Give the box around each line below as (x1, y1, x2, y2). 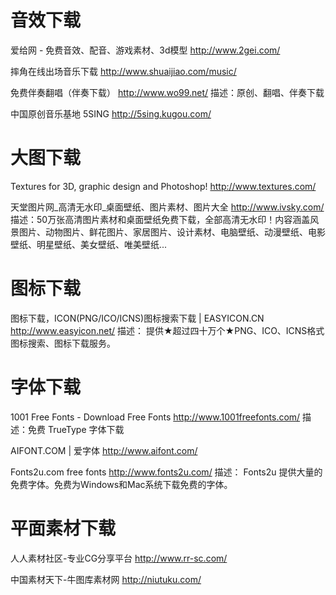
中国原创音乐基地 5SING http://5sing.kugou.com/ (10, 107, 212, 120)
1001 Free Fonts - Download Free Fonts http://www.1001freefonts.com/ (10, 411, 301, 423)
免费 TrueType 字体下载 (27, 423, 125, 435)
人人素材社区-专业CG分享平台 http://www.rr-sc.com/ (10, 552, 228, 564)
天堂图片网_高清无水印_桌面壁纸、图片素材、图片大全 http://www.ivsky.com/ (10, 201, 325, 213)
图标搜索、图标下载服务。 (10, 337, 116, 349)
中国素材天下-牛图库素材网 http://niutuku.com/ (10, 573, 202, 585)
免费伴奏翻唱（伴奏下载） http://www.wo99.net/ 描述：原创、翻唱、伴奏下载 (10, 86, 325, 98)
